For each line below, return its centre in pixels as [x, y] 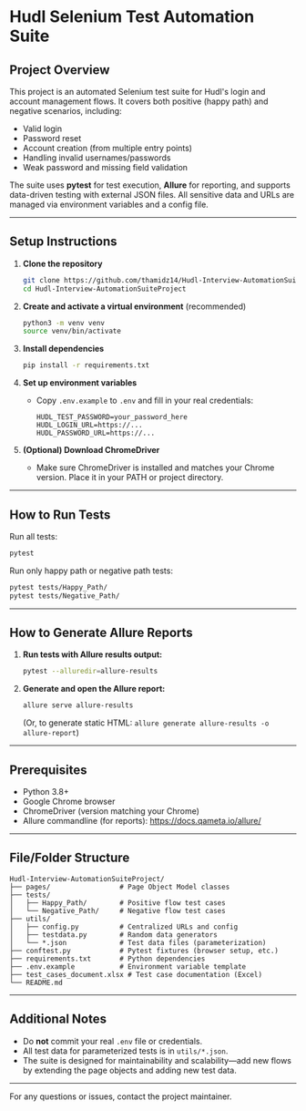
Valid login [42, 129]
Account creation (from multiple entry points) [107, 148]
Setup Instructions [63, 242]
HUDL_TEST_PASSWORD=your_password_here [112, 417]
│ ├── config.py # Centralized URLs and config [124, 927]
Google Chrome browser [69, 801]
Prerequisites [48, 770]
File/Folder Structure [70, 858]
